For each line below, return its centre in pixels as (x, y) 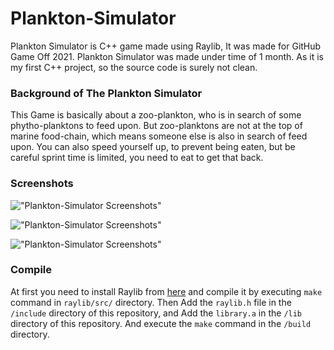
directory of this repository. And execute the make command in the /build (161, 323)
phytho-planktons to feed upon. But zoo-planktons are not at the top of (156, 126)
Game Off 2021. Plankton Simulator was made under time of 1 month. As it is (167, 56)
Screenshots (42, 184)
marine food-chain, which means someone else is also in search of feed (159, 136)
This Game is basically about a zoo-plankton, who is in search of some (156, 115)
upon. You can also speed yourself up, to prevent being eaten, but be (153, 147)
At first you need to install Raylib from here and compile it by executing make (166, 291)
